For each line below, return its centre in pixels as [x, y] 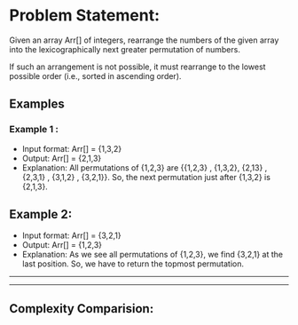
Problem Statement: [85, 16]
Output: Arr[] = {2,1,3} [62, 158]
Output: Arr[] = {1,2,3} [62, 245]
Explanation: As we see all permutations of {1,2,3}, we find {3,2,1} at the [153, 255]
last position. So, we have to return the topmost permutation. [133, 264]
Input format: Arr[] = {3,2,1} [71, 235]
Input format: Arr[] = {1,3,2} [72, 148]
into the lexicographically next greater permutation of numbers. [125, 49]
